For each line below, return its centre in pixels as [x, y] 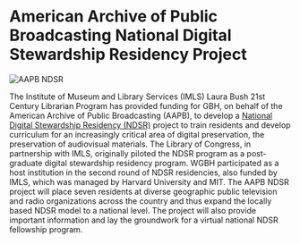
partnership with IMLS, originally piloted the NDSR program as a [127, 153]
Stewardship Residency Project [129, 55]
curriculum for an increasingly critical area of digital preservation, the [137, 134]
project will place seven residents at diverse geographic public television [143, 191]
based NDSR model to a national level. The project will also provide [133, 210]
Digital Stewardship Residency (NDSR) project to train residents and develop [150, 125]
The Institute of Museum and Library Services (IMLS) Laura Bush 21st [137, 97]
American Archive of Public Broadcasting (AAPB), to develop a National [141, 115]
